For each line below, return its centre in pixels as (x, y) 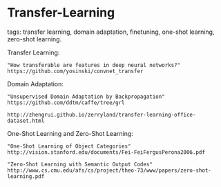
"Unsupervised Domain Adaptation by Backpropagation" (86, 97)
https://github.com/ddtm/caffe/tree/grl (66, 102)
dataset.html (26, 121)
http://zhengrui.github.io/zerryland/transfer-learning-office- (102, 115)
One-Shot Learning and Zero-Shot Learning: (70, 133)
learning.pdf (26, 176)
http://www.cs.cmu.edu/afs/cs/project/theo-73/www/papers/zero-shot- (109, 170)
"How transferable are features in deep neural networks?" (94, 65)
